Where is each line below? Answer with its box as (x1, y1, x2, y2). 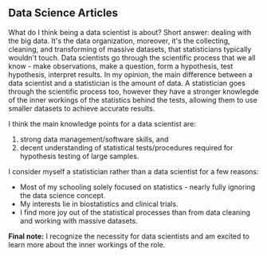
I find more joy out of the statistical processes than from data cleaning (19, 207, 251, 217)
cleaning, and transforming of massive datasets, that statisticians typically (8, 44, 252, 54)
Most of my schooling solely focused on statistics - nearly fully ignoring (19, 182, 256, 192)
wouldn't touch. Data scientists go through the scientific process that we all (8, 53, 256, 62)
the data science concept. (19, 190, 106, 200)
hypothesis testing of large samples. (19, 151, 139, 161)
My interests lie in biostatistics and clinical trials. (19, 199, 179, 208)
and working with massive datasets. (19, 216, 138, 225)
